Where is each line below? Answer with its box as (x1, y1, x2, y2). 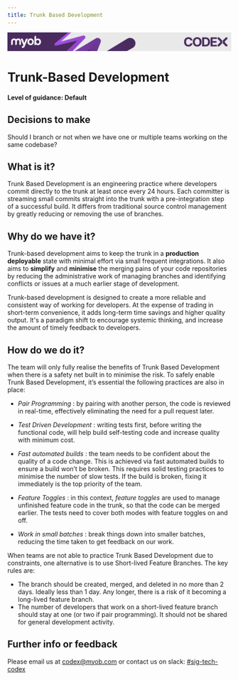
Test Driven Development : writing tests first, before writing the (17, 420, 202, 429)
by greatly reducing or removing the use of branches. (7, 210, 164, 218)
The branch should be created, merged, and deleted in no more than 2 (17, 580, 224, 588)
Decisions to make (7, 114, 91, 126)
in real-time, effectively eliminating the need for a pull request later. (17, 406, 215, 415)
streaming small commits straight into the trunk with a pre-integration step (7, 195, 225, 203)
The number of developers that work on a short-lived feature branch (17, 603, 218, 611)
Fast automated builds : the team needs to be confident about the (17, 449, 211, 458)
